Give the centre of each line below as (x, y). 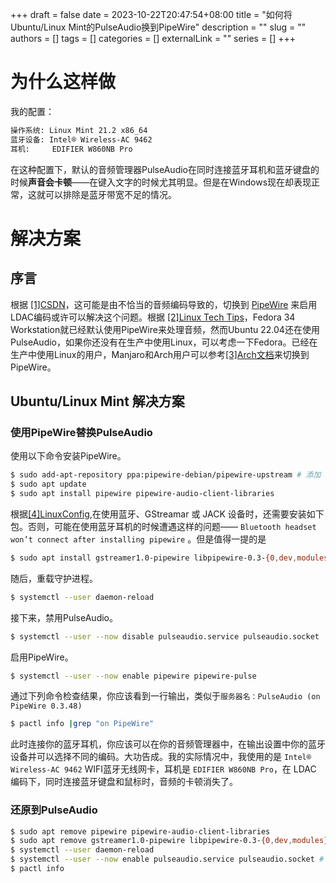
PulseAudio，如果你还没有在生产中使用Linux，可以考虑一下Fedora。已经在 (164, 342)
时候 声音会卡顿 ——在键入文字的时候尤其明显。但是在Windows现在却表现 (161, 182)
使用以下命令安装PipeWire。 (68, 456)
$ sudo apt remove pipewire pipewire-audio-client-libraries (140, 831)
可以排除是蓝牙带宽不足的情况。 (110, 194)
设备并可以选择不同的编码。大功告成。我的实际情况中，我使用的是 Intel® (161, 757)
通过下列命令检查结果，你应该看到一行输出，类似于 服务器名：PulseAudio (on (165, 696)
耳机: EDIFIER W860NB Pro (71, 149)
